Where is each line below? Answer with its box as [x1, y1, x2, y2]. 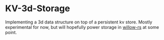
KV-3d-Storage [5, 3, 71, 14]
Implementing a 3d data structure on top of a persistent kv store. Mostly [5, 19, 153, 25]
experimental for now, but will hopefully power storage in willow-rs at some [5, 24, 159, 30]
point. [5, 29, 17, 35]
